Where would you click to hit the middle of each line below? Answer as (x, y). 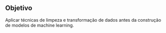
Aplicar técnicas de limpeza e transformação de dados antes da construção (83, 20)
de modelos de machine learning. (39, 25)
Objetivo (19, 8)
